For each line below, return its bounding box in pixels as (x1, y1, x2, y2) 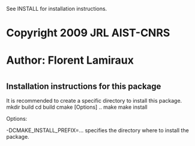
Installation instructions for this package (6, 81, 161, 91)
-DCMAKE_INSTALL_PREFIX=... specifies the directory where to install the (6, 126, 189, 134)
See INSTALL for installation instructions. (6, 5, 107, 12)
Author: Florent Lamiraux (6, 53, 134, 67)
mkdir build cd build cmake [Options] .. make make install (6, 103, 148, 111)
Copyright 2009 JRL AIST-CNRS (6, 26, 170, 40)
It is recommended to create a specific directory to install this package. (6, 97, 182, 104)
